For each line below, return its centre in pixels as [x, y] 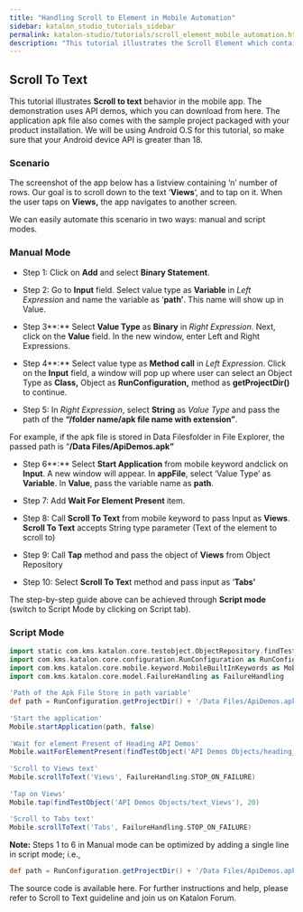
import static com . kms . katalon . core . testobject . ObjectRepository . [137, 651]
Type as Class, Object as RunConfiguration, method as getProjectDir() [156, 382]
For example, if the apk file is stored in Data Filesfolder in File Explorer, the [147, 437]
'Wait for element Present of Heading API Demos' [105, 743]
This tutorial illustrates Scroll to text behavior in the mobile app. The [136, 101]
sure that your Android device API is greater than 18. [106, 140]
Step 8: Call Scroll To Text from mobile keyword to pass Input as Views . [156, 518]
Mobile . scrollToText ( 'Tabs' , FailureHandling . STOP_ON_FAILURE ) [131, 828]
